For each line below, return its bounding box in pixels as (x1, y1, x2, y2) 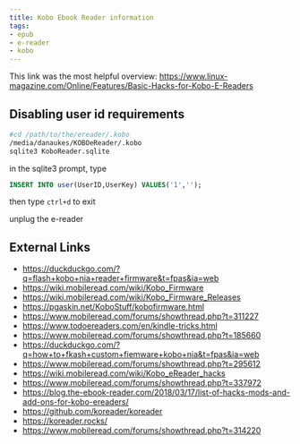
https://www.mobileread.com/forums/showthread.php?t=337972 (21, 378, 262, 388)
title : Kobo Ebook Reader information (9, 13, 154, 22)
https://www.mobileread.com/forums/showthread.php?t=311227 (21, 311, 260, 322)
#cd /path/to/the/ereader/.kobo (9, 130, 130, 139)
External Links (9, 239, 91, 255)
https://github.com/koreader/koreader (21, 406, 163, 417)
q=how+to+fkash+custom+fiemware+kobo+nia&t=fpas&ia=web (21, 349, 260, 360)
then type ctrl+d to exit (9, 196, 96, 207)
